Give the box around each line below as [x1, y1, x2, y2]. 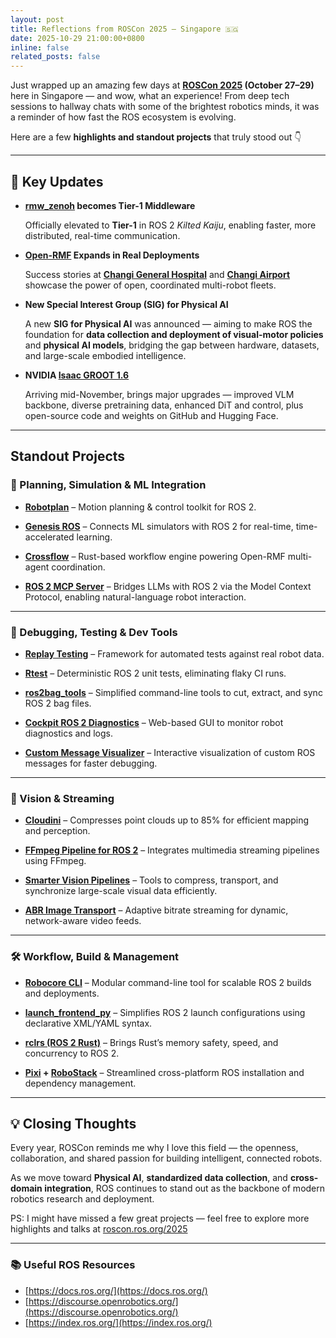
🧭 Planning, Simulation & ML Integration [10, 478, 207, 492]
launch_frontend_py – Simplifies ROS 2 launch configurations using [24, 1006, 306, 1018]
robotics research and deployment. [10, 1193, 155, 1205]
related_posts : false [10, 52, 101, 62]
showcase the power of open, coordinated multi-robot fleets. [24, 279, 277, 291]
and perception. [24, 825, 91, 837]
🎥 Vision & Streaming [10, 791, 115, 805]
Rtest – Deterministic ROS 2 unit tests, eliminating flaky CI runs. [24, 667, 287, 679]
